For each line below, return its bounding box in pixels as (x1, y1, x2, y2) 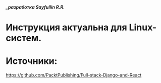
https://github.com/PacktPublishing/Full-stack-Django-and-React (6, 72, 142, 78)
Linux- (129, 22, 157, 33)
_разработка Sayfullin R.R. (6, 4, 65, 10)
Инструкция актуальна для (6, 22, 128, 33)
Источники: (6, 55, 58, 66)
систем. (6, 32, 42, 44)
